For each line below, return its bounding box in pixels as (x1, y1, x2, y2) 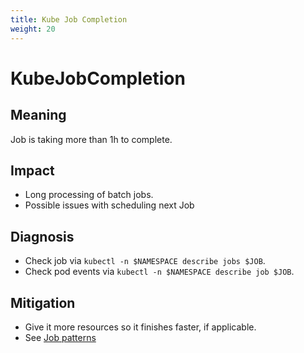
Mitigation (10, 294, 76, 311)
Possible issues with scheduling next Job (24, 199, 195, 211)
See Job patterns (24, 331, 97, 343)
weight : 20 (10, 24, 56, 34)
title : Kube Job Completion (10, 14, 128, 25)
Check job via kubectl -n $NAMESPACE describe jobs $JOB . (24, 255, 266, 267)
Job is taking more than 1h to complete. (10, 133, 173, 145)
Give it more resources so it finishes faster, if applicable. (24, 321, 257, 333)
